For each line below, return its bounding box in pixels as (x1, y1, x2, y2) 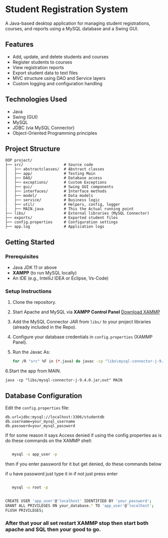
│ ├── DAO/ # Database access (5, 176, 102, 181)
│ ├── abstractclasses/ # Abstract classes (5, 167, 105, 172)
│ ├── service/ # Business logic (5, 198, 100, 203)
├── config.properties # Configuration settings (5, 220, 118, 225)
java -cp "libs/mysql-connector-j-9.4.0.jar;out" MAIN (5, 378, 123, 383)
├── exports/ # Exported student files (5, 216, 118, 221)
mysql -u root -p (12, 485, 49, 490)
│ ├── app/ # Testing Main (5, 171, 96, 176)
